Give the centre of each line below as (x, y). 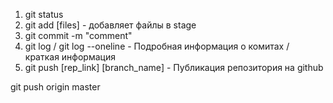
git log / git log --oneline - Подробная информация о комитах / (157, 46)
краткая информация (70, 57)
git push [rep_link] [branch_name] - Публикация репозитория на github (174, 67)
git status (44, 14)
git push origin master (55, 87)
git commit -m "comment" (78, 35)
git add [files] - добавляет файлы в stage (110, 25)
